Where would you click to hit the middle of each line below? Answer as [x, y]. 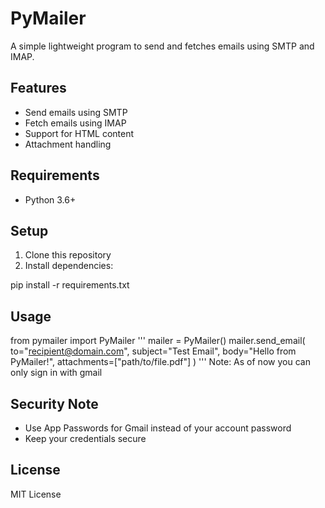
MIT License [36, 494]
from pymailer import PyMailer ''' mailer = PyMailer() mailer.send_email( [158, 341]
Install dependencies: [69, 266]
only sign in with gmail [56, 373]
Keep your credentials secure [85, 438]
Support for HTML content [79, 133]
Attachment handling [68, 144]
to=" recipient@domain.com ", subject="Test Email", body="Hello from [153, 351]
